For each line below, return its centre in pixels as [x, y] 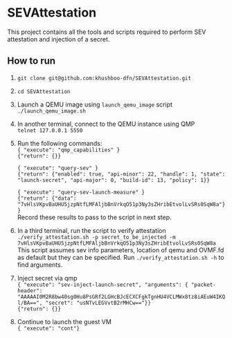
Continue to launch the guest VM [64, 321]
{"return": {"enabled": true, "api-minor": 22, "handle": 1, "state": [121, 174]
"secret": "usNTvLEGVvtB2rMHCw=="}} [98, 303]
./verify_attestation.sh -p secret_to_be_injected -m [96, 237]
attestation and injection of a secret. [59, 39]
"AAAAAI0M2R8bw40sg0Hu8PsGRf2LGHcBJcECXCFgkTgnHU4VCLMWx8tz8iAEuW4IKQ [121, 297]
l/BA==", [30, 303]
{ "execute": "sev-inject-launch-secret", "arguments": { [102, 285]
